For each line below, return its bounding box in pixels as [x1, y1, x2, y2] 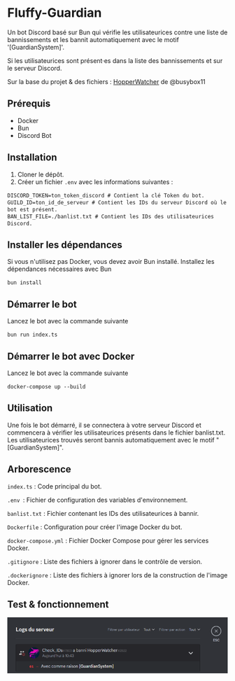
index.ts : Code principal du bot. [7, 482, 102, 491]
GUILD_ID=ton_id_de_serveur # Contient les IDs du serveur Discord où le [7, 199, 227, 206]
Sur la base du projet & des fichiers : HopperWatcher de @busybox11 [7, 77, 206, 85]
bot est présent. [7, 206, 58, 213]
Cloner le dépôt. [17, 170, 64, 178]
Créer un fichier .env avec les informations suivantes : [17, 177, 173, 186]
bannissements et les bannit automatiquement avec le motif [7, 35, 180, 43]
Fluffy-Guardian [7, 5, 102, 21]
